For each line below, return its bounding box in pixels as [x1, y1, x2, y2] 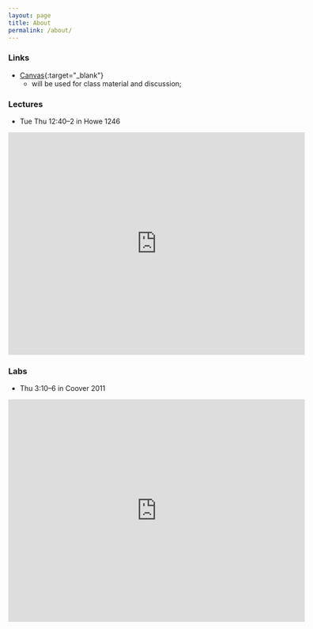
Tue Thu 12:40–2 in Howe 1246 [19, 116, 121, 126]
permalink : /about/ [8, 26, 73, 34]
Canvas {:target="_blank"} [19, 70, 104, 80]
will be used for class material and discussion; [31, 78, 182, 88]
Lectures [8, 98, 43, 109]
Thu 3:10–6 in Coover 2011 [19, 384, 106, 393]
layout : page [8, 11, 51, 20]
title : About [8, 19, 51, 27]
